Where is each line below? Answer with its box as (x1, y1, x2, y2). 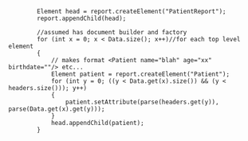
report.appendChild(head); (37, 14, 127, 22)
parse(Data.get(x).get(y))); (8, 105, 105, 113)
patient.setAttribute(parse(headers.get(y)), (65, 98, 219, 106)
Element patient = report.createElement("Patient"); (50, 70, 230, 78)
